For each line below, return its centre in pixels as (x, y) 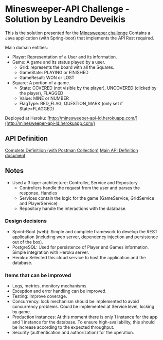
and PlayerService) (38, 203)
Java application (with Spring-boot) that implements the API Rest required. (80, 38)
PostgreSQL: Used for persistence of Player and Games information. (81, 247)
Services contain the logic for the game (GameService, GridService (87, 198)
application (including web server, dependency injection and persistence (85, 237)
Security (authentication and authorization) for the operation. (73, 333)
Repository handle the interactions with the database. (73, 208)
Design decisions (26, 221)
